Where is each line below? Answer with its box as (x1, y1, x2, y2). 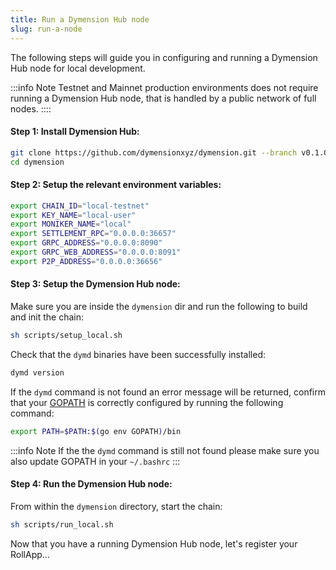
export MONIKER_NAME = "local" (10, 219, 132, 230)
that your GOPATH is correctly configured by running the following (10, 396, 284, 408)
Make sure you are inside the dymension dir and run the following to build (10, 300, 308, 312)
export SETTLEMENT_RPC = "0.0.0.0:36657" (10, 229, 177, 239)
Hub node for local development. (10, 62, 146, 74)
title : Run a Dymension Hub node (10, 14, 150, 25)
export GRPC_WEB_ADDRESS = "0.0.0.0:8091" (10, 247, 182, 258)
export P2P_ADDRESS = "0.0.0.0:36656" (10, 256, 163, 266)
